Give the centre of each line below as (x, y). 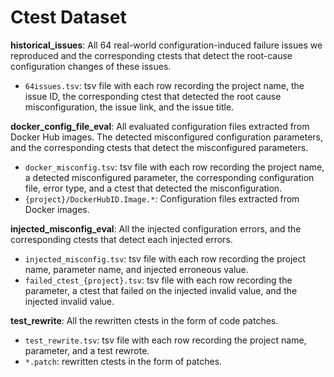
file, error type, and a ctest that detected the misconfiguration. (153, 188)
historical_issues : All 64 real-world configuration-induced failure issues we (166, 45)
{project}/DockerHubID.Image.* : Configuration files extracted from (162, 198)
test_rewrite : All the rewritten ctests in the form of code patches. (144, 320)
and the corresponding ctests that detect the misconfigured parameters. (159, 147)
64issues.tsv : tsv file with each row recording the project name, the (164, 85)
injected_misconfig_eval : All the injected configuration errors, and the (156, 228)
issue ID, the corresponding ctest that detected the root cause (153, 96)
